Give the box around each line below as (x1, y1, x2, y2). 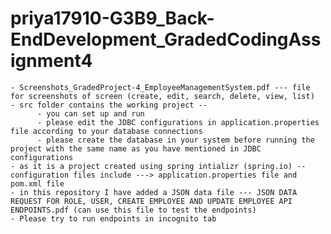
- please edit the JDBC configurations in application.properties (36, 117, 320, 127)
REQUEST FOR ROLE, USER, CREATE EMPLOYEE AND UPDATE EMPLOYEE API (10, 196, 293, 206)
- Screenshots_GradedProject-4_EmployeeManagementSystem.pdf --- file (10, 82, 311, 92)
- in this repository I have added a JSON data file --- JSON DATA (10, 187, 298, 197)
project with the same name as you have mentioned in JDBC (10, 143, 262, 154)
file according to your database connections (10, 126, 203, 136)
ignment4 (10, 50, 93, 72)
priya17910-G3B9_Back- (10, 7, 215, 30)
